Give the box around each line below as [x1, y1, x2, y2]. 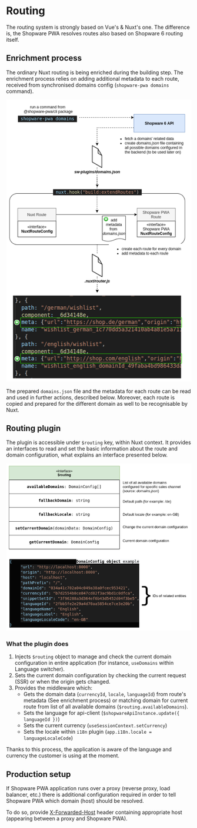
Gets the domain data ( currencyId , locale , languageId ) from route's [23, 691, 186, 698]
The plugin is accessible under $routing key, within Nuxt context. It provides [6, 439, 191, 446]
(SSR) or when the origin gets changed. [14, 678, 111, 685]
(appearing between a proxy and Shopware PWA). [6, 814, 128, 822]
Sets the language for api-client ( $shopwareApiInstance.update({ [23, 710, 180, 717]
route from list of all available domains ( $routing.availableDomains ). [23, 703, 188, 710]
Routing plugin [6, 423, 61, 433]
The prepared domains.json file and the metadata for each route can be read [6, 387, 191, 395]
